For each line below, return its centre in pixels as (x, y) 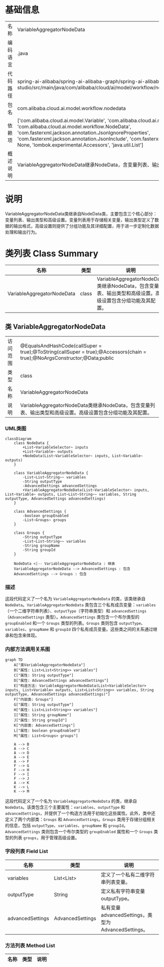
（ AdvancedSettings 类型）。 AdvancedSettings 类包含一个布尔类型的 (72, 617)
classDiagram (18, 439)
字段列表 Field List (27, 851)
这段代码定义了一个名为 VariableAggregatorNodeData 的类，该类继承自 (75, 599)
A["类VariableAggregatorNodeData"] (50, 665)
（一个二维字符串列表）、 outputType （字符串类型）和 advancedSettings (76, 611)
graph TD (14, 660)
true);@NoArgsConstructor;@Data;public (67, 358)
